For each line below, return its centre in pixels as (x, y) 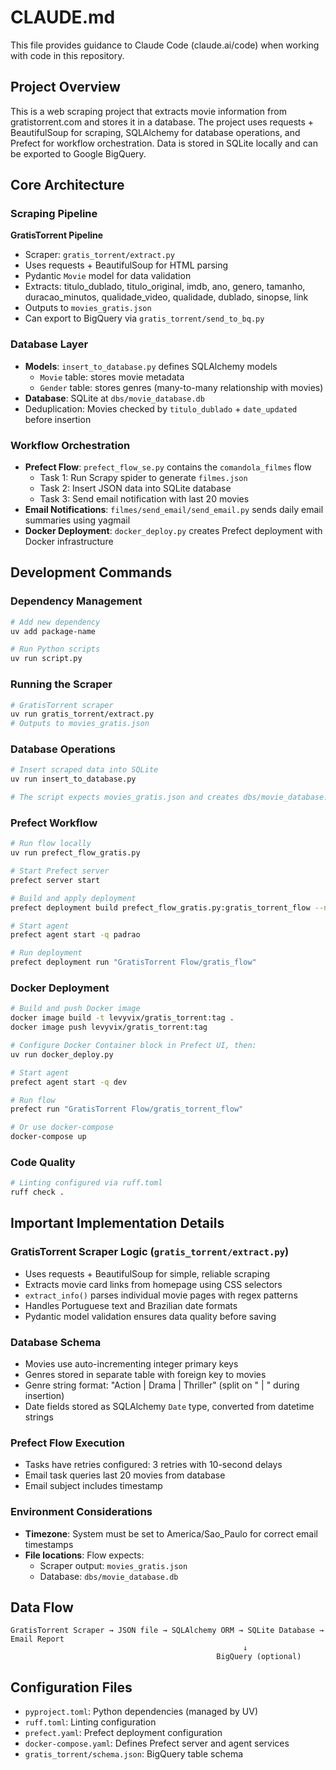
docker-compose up (48, 1137)
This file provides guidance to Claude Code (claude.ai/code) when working (165, 45)
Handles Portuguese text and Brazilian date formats (131, 1305)
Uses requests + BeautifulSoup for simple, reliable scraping (147, 1273)
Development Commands (91, 572)
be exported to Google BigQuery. (78, 153)
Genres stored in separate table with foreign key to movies (145, 1375)
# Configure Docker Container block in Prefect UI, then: (133, 1046)
